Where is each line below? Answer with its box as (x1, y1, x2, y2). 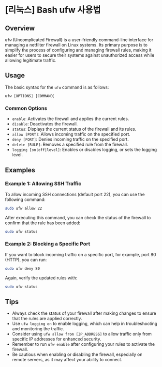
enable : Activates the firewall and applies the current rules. (12, 116, 129, 122)
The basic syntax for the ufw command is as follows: (5, 84, 109, 90)
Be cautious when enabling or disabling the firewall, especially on (12, 352, 143, 357)
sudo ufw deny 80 (5, 266, 40, 271)
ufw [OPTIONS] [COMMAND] (5, 93, 55, 98)
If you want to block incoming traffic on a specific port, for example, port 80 (5, 251, 156, 257)
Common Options (5, 105, 47, 111)
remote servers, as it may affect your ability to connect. (12, 357, 122, 363)
